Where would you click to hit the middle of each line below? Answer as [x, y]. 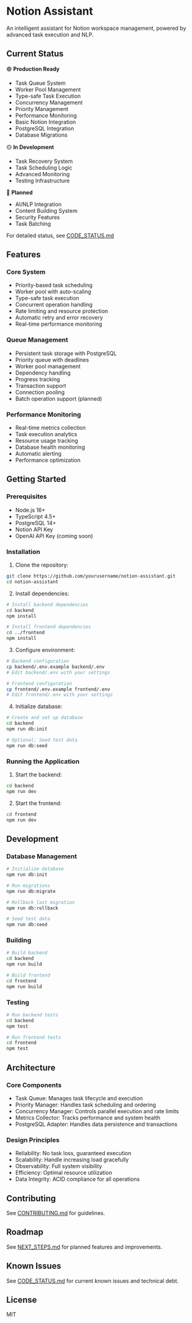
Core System [26, 272]
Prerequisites [27, 497]
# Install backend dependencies [47, 604]
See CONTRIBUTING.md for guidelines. [56, 1213]
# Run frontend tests [34, 1037]
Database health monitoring [50, 447]
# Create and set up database [45, 718]
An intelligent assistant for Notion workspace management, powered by [96, 28]
